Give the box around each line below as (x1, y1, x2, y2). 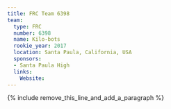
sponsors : (13, 56, 42, 62)
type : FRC (13, 23, 42, 30)
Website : (19, 74, 45, 82)
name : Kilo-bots (13, 36, 60, 43)
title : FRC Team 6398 (7, 10, 70, 17)
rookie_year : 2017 (13, 42, 67, 49)
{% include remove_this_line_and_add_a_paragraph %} (7, 94, 165, 102)
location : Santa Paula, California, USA (13, 49, 132, 56)
